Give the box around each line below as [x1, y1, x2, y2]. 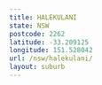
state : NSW [9, 21, 50, 30]
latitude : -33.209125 [9, 37, 90, 47]
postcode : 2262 [9, 29, 66, 38]
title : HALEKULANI [9, 12, 77, 22]
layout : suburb [9, 63, 66, 72]
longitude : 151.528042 [9, 46, 93, 55]
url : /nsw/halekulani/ [9, 54, 93, 63]
